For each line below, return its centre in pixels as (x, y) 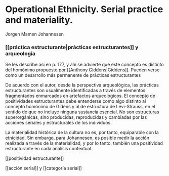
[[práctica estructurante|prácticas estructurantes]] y (72, 47)
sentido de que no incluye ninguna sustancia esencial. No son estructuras (82, 112)
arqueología (20, 53)
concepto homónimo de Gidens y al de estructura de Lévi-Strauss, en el (80, 107)
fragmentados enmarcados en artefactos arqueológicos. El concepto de (80, 96)
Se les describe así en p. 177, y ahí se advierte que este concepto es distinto (85, 65)
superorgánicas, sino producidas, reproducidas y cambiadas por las (76, 117)
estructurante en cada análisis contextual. (49, 149)
